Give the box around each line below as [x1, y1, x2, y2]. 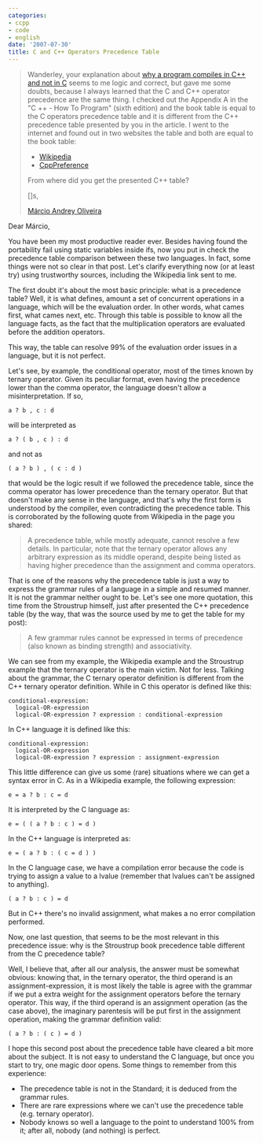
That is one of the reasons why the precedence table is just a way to [8, 576, 229, 585]
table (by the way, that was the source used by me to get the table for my [8, 610, 245, 618]
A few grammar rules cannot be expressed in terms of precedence [27, 633, 243, 642]
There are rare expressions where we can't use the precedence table [19, 1100, 243, 1110]
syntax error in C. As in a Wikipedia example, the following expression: [8, 776, 236, 785]
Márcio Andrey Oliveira [27, 206, 102, 215]
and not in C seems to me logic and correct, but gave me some [27, 78, 232, 87]
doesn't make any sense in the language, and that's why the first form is [8, 495, 242, 504]
